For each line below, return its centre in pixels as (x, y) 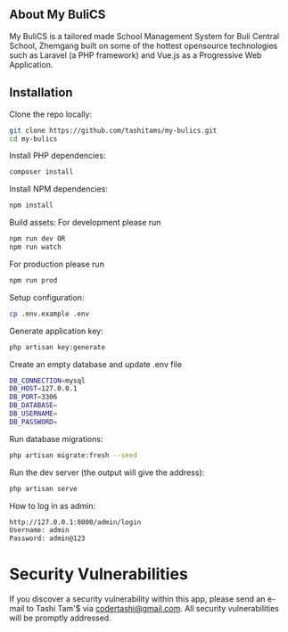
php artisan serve (43, 488)
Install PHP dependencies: (58, 156)
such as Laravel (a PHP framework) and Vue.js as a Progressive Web (136, 55)
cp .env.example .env (49, 314)
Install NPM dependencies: (59, 189)
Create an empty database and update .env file (96, 364)
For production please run (57, 264)
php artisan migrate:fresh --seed (74, 455)
